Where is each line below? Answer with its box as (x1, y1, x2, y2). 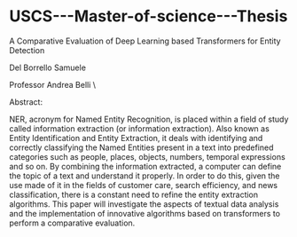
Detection (9, 44, 45, 55)
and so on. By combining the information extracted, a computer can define (9, 161, 282, 171)
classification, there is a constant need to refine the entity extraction (9, 189, 259, 200)
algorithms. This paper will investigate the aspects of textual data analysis (9, 198, 279, 209)
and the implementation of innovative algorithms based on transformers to (9, 208, 281, 218)
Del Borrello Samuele (9, 62, 87, 73)
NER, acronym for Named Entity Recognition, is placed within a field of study (9, 114, 289, 124)
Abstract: (9, 96, 43, 107)
